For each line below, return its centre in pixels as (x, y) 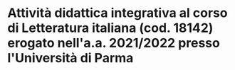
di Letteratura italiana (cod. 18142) (110, 28)
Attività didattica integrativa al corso (117, 13)
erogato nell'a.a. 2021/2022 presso (114, 43)
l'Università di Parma (70, 58)
